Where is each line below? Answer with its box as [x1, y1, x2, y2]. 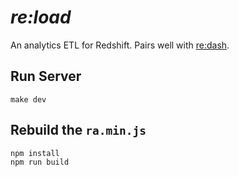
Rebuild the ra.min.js [10, 122, 147, 139]
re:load [10, 6, 72, 29]
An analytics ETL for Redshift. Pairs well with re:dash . [10, 39, 230, 51]
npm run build [10, 157, 70, 167]
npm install [10, 148, 60, 158]
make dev [10, 94, 47, 105]
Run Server [10, 68, 82, 85]
